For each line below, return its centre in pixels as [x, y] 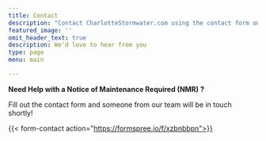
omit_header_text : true [47, 38]
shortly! [21, 112]
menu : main [26, 60]
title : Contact [33, 15]
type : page [26, 52]
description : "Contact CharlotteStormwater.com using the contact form [129, 23]
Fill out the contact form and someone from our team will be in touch [120, 105]
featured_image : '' [40, 30]
